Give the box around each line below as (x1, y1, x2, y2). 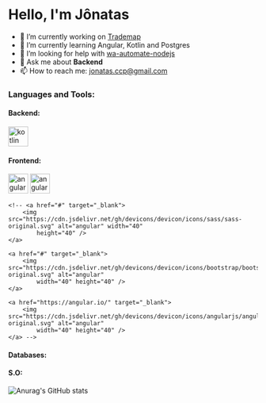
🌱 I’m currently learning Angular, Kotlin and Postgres (19, 40, 190, 49)
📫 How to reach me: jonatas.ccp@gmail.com (19, 66, 168, 75)
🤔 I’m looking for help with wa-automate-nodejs (19, 48, 176, 58)
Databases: (8, 350, 47, 359)
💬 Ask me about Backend (19, 57, 103, 67)
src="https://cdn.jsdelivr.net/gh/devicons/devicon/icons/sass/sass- (8, 216, 243, 224)
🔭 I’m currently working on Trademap (19, 32, 141, 41)
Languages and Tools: (8, 89, 95, 100)
